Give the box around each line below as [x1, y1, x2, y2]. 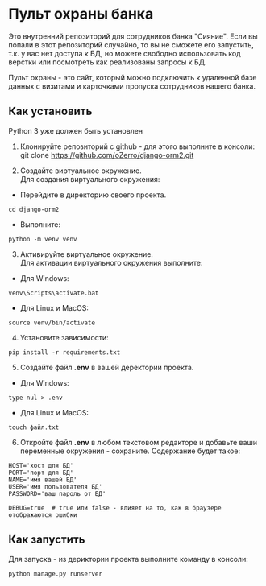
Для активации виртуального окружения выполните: [19, 258, 203, 267]
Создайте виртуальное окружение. [19, 166, 143, 175]
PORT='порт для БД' [8, 468, 74, 477]
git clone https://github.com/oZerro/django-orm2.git [19, 150, 194, 159]
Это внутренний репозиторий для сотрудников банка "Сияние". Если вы [8, 31, 258, 41]
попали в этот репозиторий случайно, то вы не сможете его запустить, [8, 39, 254, 49]
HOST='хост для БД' [8, 461, 74, 469]
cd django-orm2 [8, 205, 60, 213]
